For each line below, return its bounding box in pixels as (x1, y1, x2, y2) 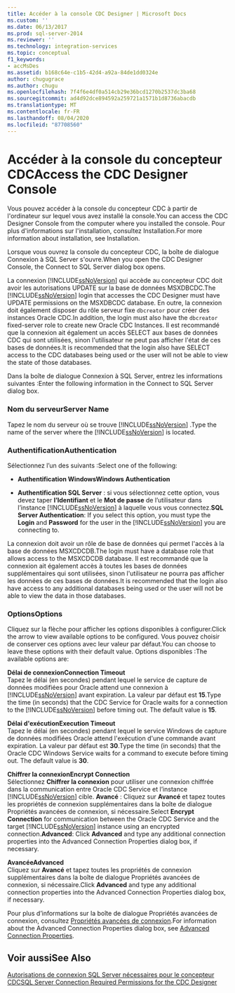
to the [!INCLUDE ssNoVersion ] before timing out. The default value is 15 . (7, 706, 217, 714)
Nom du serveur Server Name (7, 404, 109, 414)
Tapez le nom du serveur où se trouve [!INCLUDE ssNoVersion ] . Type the (7, 420, 217, 429)
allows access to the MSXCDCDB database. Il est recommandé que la (7, 554, 208, 563)
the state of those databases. (7, 359, 93, 367)
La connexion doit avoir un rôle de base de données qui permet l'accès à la (7, 540, 224, 548)
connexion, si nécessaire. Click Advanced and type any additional (7, 881, 196, 889)
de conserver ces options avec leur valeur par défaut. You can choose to (7, 640, 216, 648)
